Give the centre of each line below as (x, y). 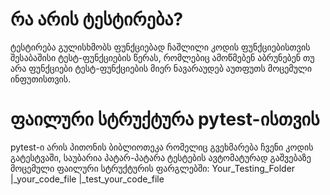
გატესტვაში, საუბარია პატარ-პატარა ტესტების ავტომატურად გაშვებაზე (161, 157)
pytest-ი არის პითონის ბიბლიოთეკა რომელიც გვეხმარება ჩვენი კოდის (162, 147)
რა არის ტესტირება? (97, 19)
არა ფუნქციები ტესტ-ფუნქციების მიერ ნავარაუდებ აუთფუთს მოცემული (161, 68)
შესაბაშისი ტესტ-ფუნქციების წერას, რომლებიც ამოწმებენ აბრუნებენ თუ (162, 57)
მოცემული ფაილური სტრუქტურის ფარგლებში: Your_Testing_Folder (153, 168)
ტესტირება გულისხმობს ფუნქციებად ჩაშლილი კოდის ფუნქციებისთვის (160, 47)
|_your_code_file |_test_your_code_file (87, 179)
